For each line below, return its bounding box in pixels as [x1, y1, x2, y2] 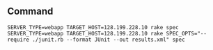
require [7, 36, 30, 43]
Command [7, 6, 54, 17]
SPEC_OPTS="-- [166, 30, 207, 37]
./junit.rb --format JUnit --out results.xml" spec [32, 36, 186, 43]
